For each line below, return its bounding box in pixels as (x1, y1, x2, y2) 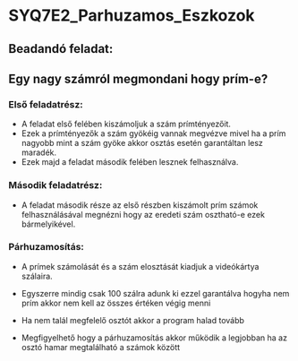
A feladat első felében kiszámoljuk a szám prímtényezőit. (21, 118, 232, 130)
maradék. (21, 147, 57, 158)
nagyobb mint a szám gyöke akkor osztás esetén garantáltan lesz (21, 138, 263, 149)
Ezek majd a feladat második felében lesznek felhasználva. (21, 157, 239, 168)
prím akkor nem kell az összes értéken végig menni (21, 297, 211, 308)
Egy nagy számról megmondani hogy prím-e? (8, 71, 268, 86)
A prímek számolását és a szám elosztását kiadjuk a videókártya (21, 261, 260, 271)
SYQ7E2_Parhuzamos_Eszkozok (8, 5, 256, 26)
